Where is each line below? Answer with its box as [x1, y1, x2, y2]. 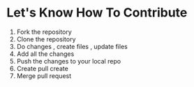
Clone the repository [16, 35, 76, 43]
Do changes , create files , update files [16, 42, 128, 50]
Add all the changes [16, 50, 75, 58]
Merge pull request [16, 71, 72, 80]
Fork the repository [16, 28, 73, 36]
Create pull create [16, 64, 69, 72]
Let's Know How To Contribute [6, 5, 188, 21]
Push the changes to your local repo [16, 57, 121, 65]
